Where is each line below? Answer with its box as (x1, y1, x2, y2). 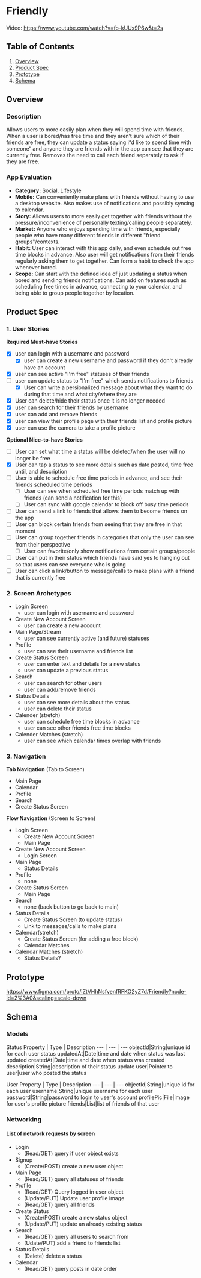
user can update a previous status (23, 667, 109, 674)
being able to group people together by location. (14, 289, 135, 296)
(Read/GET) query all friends (23, 1201, 95, 1208)
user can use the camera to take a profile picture (14, 424, 136, 431)
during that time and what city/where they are (23, 390, 137, 398)
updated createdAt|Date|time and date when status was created (6, 1056, 165, 1063)
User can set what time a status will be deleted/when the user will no (14, 448, 185, 456)
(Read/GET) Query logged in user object (23, 1188, 124, 1195)
